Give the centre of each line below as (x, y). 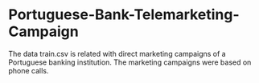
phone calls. (29, 70)
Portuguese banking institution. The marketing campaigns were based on (130, 62)
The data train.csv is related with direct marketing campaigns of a (117, 53)
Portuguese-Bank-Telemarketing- (124, 15)
